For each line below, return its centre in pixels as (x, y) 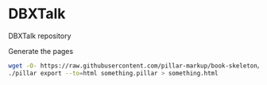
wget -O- (23, 66)
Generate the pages (41, 51)
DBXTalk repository (40, 36)
